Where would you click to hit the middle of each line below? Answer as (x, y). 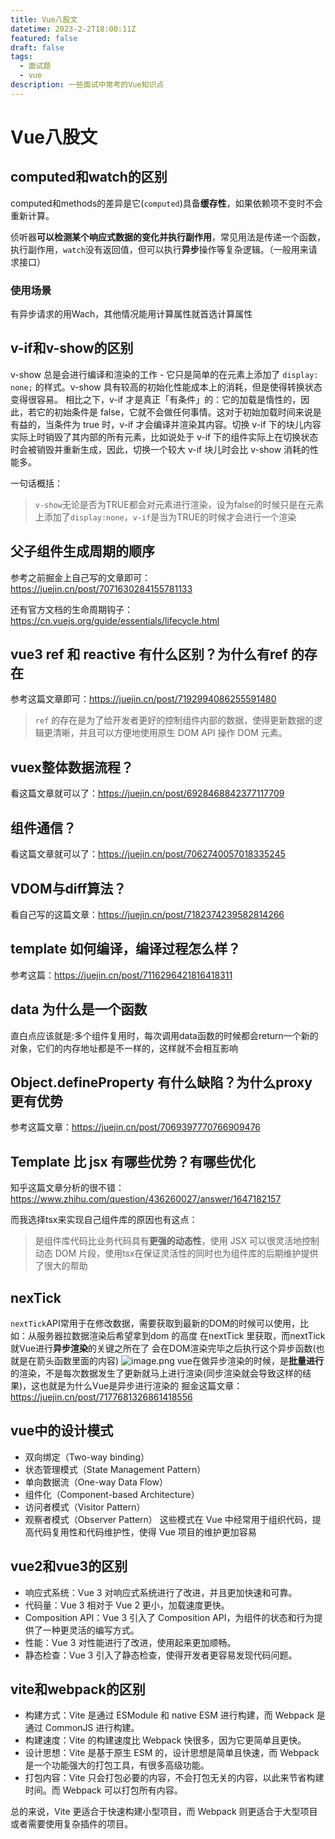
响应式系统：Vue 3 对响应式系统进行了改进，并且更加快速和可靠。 (161, 1592)
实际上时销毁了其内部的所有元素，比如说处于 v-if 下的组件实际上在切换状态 (164, 437)
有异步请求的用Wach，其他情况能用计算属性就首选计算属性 (131, 314)
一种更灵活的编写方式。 (91, 1630)
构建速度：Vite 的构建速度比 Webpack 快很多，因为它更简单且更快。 (165, 1740)
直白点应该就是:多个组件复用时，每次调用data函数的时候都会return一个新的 (164, 1035)
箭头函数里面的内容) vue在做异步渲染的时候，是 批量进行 (180, 1360)
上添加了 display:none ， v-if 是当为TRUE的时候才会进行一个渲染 (165, 517)
